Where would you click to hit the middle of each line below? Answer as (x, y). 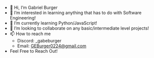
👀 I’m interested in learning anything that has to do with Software (76, 13)
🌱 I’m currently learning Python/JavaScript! (53, 23)
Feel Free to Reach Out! (34, 51)
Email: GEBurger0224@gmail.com (52, 46)
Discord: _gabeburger (39, 41)
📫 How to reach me (30, 34)
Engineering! (23, 18)
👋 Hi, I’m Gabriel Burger (34, 8)
